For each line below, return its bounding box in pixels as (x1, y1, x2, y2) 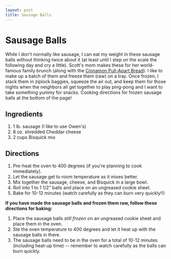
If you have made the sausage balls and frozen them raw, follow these (5, 200, 158, 206)
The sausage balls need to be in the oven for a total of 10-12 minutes (12, 237, 158, 244)
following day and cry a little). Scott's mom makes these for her (5, 62, 140, 68)
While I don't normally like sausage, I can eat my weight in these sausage (5, 51, 160, 57)
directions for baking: (5, 206, 53, 212)
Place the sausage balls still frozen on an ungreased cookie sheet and (12, 215, 161, 222)
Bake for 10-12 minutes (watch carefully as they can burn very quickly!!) (12, 190, 165, 196)
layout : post (5, 7, 33, 13)
